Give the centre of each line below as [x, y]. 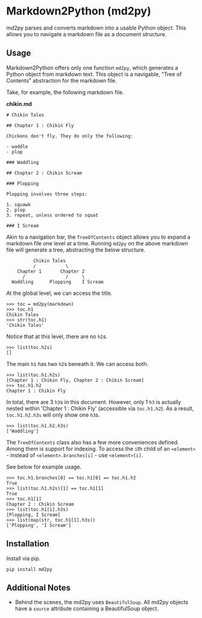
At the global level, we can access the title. [59, 293]
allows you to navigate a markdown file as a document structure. [87, 34]
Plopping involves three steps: [47, 194]
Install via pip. [24, 558]
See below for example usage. [44, 467]
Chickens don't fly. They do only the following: [70, 136]
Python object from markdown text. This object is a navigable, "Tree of [94, 74]
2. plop [16, 210]
